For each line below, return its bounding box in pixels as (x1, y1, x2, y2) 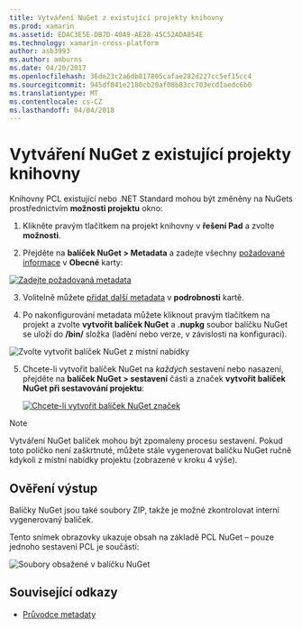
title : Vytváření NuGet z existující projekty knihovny (9, 13, 224, 23)
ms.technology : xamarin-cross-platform (9, 38, 160, 48)
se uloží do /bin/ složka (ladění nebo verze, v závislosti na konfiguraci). (22, 328, 288, 339)
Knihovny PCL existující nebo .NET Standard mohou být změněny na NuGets (9, 193, 293, 204)
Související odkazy (9, 585, 118, 600)
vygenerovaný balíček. (9, 514, 94, 524)
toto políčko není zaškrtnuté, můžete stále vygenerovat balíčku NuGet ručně (9, 445, 292, 456)
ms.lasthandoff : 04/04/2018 (9, 106, 115, 115)
